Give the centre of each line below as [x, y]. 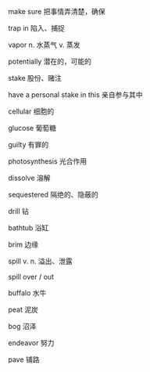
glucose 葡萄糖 [32, 128]
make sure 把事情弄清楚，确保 [57, 11]
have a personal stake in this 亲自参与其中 [75, 95]
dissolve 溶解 [29, 178]
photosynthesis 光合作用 [48, 161]
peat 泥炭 [23, 309]
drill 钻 [19, 211]
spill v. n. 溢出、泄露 [40, 261]
